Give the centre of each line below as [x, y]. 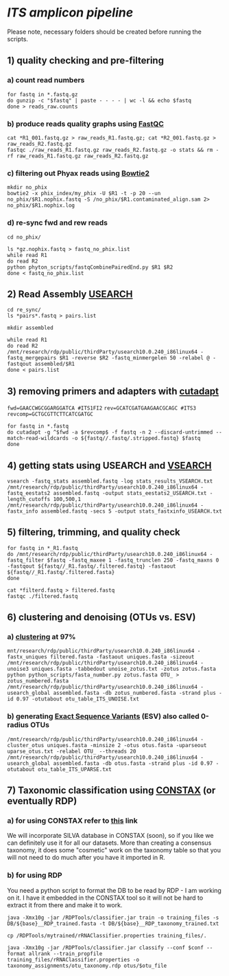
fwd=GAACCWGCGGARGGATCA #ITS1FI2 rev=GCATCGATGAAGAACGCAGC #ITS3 [102, 408]
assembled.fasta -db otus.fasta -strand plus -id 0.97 [133, 763]
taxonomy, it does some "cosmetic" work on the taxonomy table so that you [114, 850]
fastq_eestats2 [29, 493]
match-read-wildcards [38, 439]
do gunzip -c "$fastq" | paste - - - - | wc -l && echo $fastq [99, 100]
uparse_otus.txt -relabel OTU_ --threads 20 [72, 751]
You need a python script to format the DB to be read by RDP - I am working [114, 890]
